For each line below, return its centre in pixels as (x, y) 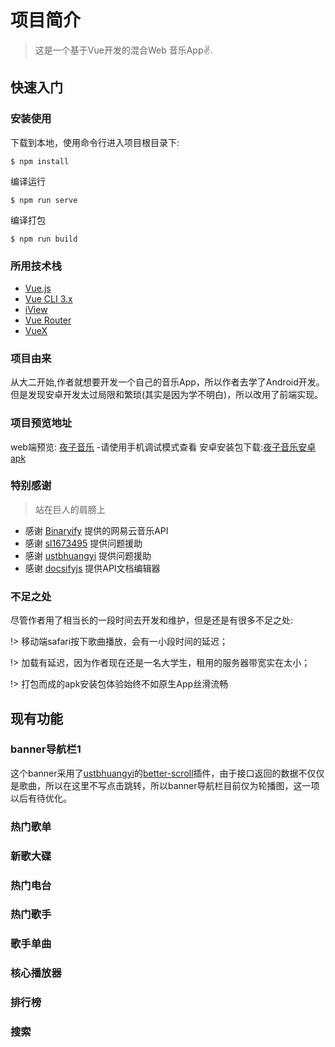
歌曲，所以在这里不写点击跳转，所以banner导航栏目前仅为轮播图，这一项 (169, 785)
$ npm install (40, 161)
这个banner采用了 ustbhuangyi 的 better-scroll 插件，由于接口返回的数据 (154, 773)
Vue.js (38, 288)
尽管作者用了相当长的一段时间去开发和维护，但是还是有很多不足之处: (152, 620)
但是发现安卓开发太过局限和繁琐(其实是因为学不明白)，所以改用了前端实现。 (167, 395)
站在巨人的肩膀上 (70, 509)
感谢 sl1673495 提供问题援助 (83, 543)
